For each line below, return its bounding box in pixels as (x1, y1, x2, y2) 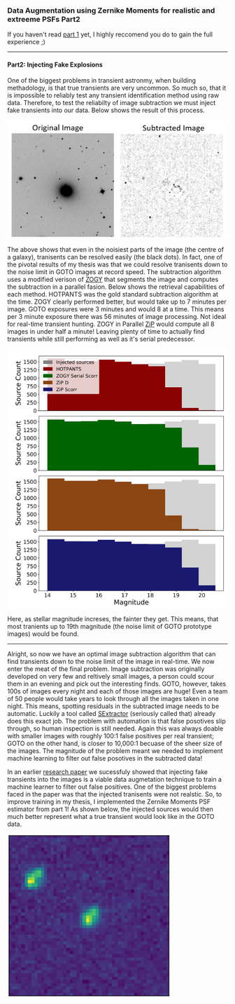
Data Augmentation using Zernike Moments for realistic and (7, 6, 215, 15)
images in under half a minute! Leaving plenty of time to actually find (7, 327, 205, 336)
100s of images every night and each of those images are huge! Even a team (7, 686, 228, 696)
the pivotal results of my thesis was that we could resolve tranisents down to (7, 260, 228, 269)
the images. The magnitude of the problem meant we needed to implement (7, 746, 223, 755)
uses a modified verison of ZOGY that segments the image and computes (7, 276, 219, 284)
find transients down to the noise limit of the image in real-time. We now (7, 657, 215, 665)
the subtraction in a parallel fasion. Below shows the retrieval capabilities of (7, 283, 225, 291)
